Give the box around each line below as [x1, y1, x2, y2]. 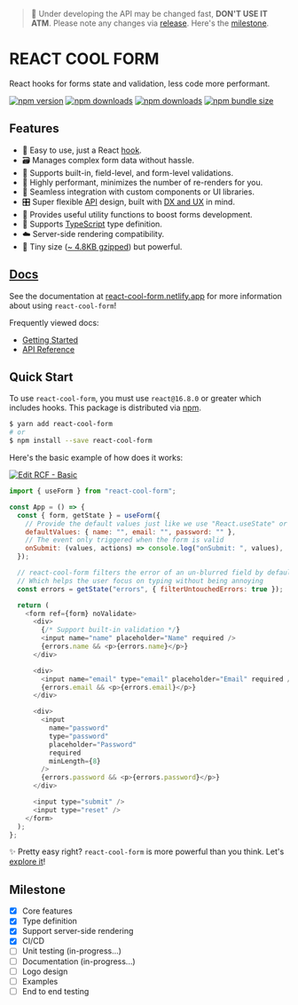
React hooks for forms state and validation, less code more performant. [9, 78, 271, 89]
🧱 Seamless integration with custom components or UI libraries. [21, 186, 255, 197]
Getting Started [21, 334, 78, 345]
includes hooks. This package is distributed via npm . [9, 402, 201, 413]
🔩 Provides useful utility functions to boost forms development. [21, 209, 253, 219]
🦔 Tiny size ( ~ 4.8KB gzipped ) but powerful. [21, 241, 183, 252]
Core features [21, 906, 73, 916]
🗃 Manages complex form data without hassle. [21, 154, 195, 165]
